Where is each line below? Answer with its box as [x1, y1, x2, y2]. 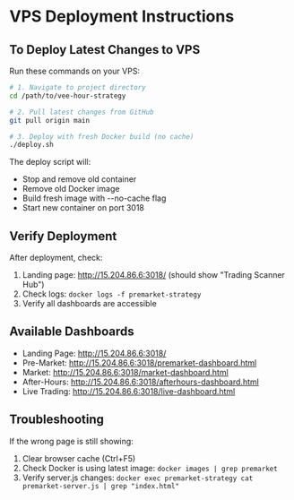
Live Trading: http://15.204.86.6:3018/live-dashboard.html [22, 385, 236, 396]
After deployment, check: [9, 253, 103, 263]
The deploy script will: [9, 157, 91, 168]
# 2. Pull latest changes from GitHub [9, 108, 154, 116]
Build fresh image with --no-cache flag [22, 193, 167, 203]
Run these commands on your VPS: [9, 65, 141, 76]
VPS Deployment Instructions [9, 6, 235, 27]
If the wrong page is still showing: [9, 435, 134, 446]
